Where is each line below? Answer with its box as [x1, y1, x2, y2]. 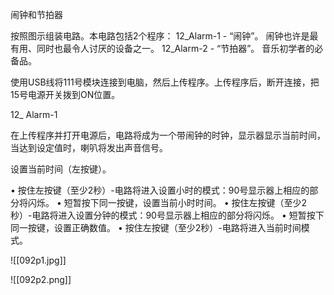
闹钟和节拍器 [10, 9, 63, 20]
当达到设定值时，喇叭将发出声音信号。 [10, 142, 168, 153]
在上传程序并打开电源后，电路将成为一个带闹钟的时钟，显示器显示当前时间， [10, 129, 326, 141]
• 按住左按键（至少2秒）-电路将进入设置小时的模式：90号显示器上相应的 [10, 184, 310, 196]
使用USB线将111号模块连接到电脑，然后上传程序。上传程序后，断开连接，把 [10, 76, 320, 88]
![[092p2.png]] [10, 274, 72, 285]
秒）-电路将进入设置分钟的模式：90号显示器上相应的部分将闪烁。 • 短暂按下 [10, 209, 325, 221]
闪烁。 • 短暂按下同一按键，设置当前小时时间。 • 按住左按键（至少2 [27, 197, 308, 208]
